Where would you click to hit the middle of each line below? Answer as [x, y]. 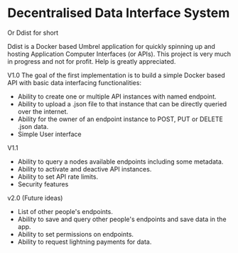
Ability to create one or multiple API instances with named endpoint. [117, 96]
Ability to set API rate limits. [58, 176]
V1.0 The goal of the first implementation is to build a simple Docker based [116, 75]
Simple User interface [49, 134]
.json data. [33, 126]
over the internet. [43, 111]
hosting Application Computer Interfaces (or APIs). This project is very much [119, 54]
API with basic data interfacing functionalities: [75, 82]
